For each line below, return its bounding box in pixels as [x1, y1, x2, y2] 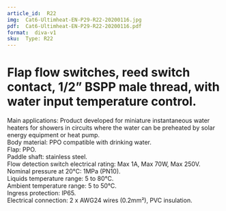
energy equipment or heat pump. [7, 131, 100, 139]
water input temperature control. [7, 94, 197, 109]
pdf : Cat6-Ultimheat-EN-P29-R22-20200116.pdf [7, 23, 142, 29]
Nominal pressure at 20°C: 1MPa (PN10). [7, 167, 121, 175]
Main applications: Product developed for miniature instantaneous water [7, 117, 210, 125]
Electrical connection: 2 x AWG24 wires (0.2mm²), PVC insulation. [7, 196, 193, 205]
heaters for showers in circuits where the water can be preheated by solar [7, 124, 215, 132]
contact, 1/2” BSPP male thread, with [7, 79, 220, 95]
